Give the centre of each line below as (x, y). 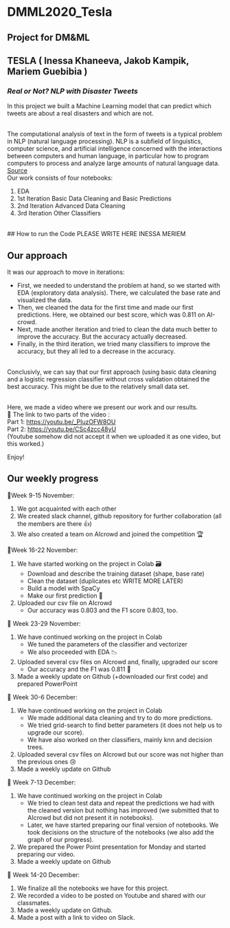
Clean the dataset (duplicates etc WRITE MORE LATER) (105, 581)
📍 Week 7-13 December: (42, 782)
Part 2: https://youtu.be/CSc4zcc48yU (62, 429)
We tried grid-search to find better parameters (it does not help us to (125, 725)
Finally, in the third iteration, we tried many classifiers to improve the (114, 344)
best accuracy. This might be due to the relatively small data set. (99, 387)
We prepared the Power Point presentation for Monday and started (111, 847)
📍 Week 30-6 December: (42, 697)
